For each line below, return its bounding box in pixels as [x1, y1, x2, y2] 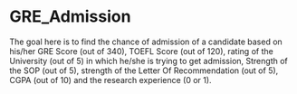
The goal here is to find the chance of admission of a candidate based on [9, 36, 283, 47]
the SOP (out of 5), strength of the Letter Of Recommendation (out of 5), [9, 65, 279, 76]
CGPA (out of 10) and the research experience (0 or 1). [9, 74, 212, 85]
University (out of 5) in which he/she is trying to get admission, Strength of [9, 55, 288, 66]
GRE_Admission [9, 6, 131, 27]
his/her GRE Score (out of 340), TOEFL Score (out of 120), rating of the [9, 45, 273, 56]
